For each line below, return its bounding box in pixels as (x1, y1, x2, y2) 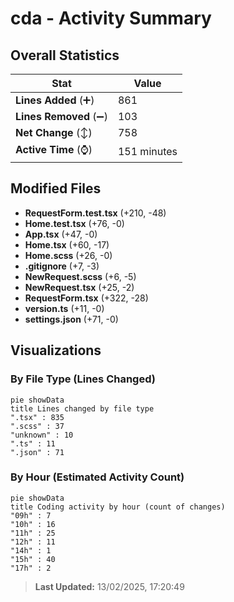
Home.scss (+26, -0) (24, 249, 113, 261)
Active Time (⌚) (15, 143, 93, 156)
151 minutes (117, 144, 178, 158)
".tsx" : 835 (10, 412, 65, 422)
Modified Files (10, 180, 102, 197)
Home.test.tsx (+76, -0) (24, 217, 125, 229)
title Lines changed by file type (10, 403, 155, 414)
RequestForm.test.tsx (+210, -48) (24, 207, 167, 219)
